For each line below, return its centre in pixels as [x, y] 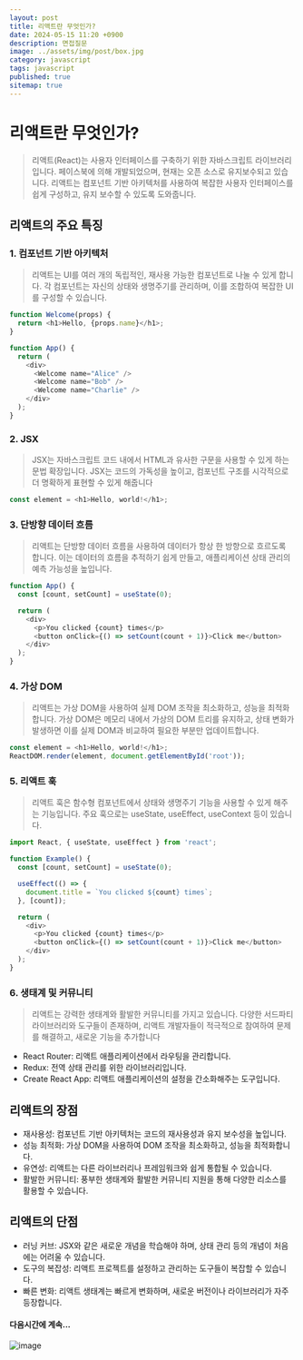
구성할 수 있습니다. [74, 298]
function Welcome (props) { [60, 315]
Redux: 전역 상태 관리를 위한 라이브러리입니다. [104, 1068]
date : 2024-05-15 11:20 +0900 [67, 34]
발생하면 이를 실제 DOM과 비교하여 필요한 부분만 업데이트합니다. [145, 731]
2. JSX [24, 439]
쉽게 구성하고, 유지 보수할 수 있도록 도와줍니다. [114, 194]
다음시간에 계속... [40, 1325]
